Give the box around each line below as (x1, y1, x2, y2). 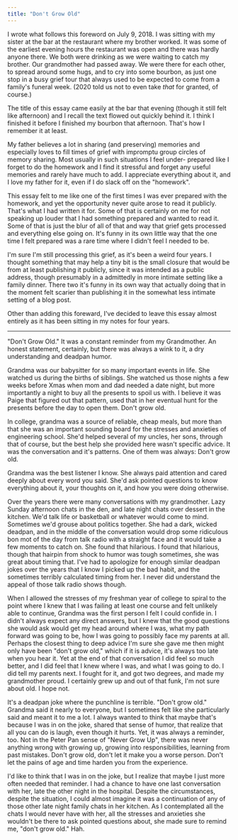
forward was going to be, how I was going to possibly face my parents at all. (7, 631, 230, 640)
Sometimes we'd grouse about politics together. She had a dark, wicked (7, 520, 217, 528)
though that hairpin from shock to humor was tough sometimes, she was (7, 550, 220, 558)
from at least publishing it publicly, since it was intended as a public (7, 265, 205, 273)
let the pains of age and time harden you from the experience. (7, 758, 188, 766)
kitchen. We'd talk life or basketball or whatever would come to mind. (7, 512, 209, 521)
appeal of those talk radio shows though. (7, 580, 127, 589)
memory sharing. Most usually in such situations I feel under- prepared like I (7, 155, 229, 164)
